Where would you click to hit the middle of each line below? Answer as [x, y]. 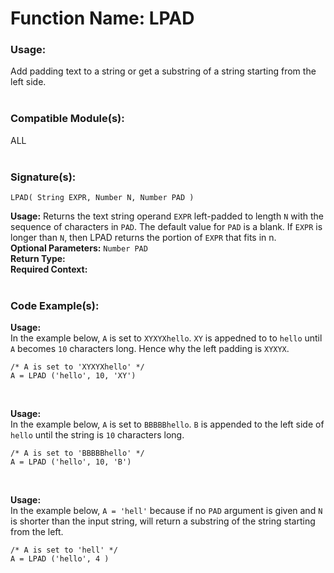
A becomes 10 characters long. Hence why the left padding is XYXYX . [150, 349]
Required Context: [49, 269]
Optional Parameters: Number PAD [79, 248]
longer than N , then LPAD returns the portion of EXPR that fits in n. [143, 238]
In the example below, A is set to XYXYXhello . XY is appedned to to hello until [166, 338]
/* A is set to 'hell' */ [64, 550]
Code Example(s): [55, 305]
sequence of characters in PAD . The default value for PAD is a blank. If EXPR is [166, 227]
